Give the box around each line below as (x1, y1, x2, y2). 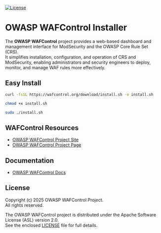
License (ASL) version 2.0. (5, 217, 59, 223)
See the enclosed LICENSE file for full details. (5, 222, 98, 228)
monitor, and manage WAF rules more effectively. (5, 64, 106, 70)
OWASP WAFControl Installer (5, 22, 127, 33)
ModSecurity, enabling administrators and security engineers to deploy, (5, 59, 151, 65)
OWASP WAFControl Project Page (12, 142, 81, 148)
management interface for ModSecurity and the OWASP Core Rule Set (5, 44, 148, 49)
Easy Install (5, 79, 41, 88)
